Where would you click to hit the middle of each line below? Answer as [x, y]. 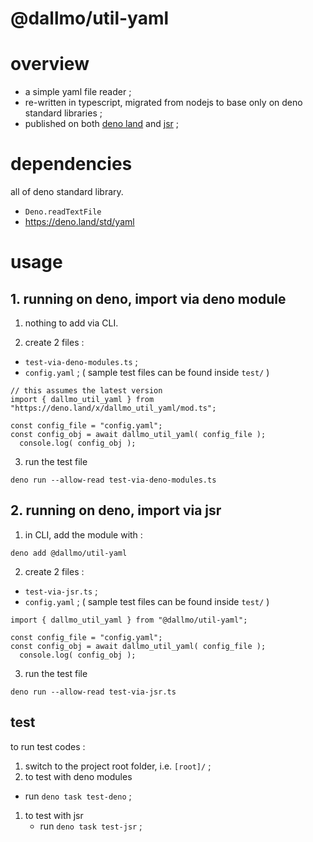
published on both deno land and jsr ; [101, 124]
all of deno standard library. [67, 192]
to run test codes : [48, 746]
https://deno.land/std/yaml [79, 222]
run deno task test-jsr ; [91, 826]
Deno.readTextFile [63, 212]
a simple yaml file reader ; [78, 92]
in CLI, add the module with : [83, 534]
